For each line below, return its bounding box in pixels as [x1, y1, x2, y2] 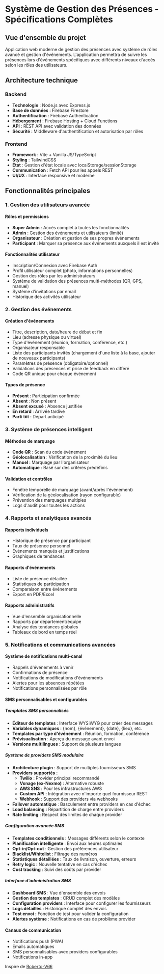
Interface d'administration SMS [5, 878, 71, 884]
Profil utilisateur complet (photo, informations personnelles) [12, 268, 133, 273]
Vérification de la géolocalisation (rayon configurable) [12, 492, 121, 498]
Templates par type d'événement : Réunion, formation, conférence [12, 730, 149, 736]
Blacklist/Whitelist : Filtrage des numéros [12, 851, 97, 857]
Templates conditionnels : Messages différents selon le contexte [12, 835, 145, 841]
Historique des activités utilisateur [12, 294, 82, 299]
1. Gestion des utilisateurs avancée [5, 201, 90, 208]
